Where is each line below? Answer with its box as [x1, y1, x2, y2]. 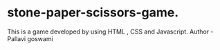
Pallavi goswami [7, 34, 53, 42]
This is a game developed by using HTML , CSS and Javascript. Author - [7, 27, 214, 36]
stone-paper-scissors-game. [7, 5, 179, 21]
